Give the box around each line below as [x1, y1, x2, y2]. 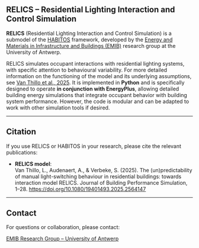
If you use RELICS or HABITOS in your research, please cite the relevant [6, 142, 182, 150]
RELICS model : [14, 160, 52, 168]
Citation [6, 127, 37, 137]
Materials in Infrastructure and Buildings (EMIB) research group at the [6, 42, 176, 49]
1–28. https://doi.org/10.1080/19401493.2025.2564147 [14, 185, 146, 192]
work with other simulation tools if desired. [6, 104, 110, 111]
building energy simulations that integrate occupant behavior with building [6, 91, 188, 98]
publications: [6, 149, 38, 156]
